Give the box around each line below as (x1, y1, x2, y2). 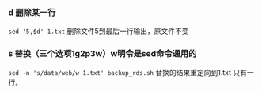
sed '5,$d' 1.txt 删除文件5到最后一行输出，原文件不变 (8, 26, 189, 36)
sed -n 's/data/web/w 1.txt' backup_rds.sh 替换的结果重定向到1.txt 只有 (8, 67, 248, 77)
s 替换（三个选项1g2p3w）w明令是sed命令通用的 (8, 48, 197, 59)
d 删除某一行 (8, 6, 56, 17)
